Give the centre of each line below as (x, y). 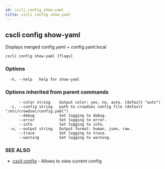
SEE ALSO (18, 150)
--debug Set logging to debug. (63, 115)
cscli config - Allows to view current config (57, 161)
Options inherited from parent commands (57, 92)
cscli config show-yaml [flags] (39, 56)
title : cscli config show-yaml (38, 15)
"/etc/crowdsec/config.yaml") (37, 111)
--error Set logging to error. (63, 120)
